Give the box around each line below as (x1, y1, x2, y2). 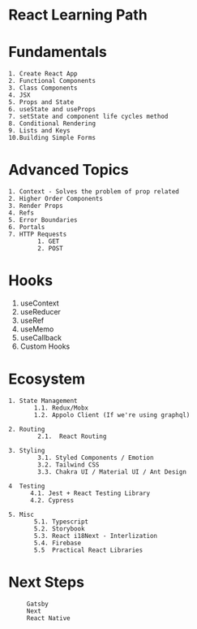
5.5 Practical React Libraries (33, 546, 143, 554)
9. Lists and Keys (8, 127, 71, 135)
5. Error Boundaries (8, 216, 79, 224)
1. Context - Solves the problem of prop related (8, 188, 180, 196)
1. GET (37, 237, 60, 245)
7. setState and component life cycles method (8, 112, 169, 121)
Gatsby (26, 600, 49, 608)
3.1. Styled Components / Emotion (37, 453, 154, 462)
